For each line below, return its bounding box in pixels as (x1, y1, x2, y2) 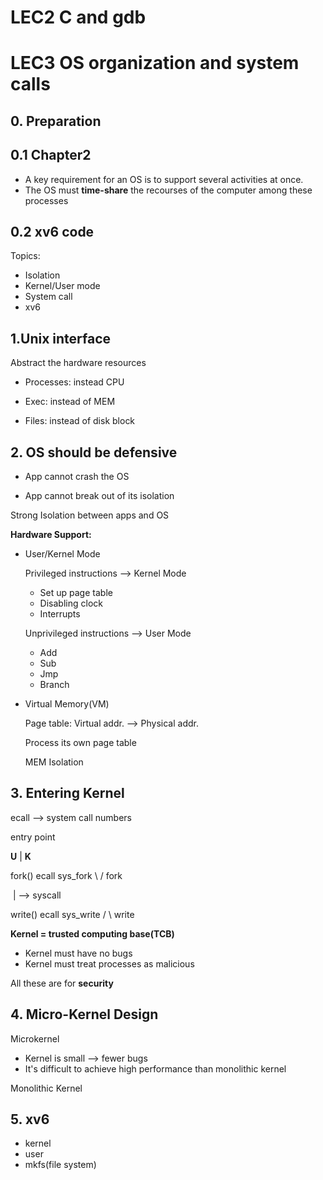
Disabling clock (39, 597, 103, 610)
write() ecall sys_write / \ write (10, 908, 135, 920)
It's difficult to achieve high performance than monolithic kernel (24, 1062, 287, 1075)
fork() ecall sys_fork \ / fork (10, 869, 123, 881)
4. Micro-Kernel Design (10, 1006, 159, 1023)
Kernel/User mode (24, 280, 101, 292)
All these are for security (10, 977, 114, 989)
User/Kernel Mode (24, 548, 101, 560)
